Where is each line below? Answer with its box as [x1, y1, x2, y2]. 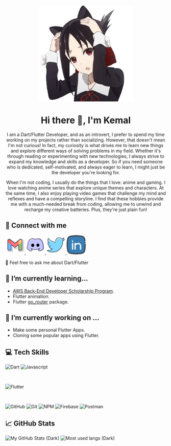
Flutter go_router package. [12, 298, 69, 304]
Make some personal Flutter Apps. [12, 327, 85, 333]
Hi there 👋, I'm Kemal [40, 114, 131, 126]
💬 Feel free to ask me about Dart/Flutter [5, 259, 89, 266]
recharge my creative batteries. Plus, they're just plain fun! [24, 206, 148, 213]
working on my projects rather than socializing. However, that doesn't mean [6, 136, 165, 143]
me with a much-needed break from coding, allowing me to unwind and [10, 201, 161, 207]
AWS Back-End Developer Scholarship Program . [12, 288, 114, 294]
